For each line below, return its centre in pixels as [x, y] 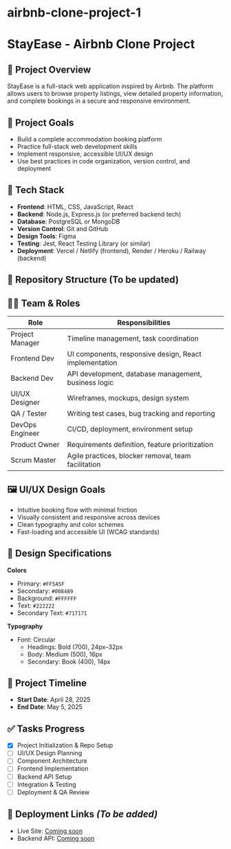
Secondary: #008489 [45, 590]
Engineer [25, 434]
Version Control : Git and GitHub [63, 228]
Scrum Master [33, 460]
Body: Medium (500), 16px [65, 654]
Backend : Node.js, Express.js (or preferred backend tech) [99, 214]
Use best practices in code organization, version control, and [103, 161]
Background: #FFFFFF [47, 598]
